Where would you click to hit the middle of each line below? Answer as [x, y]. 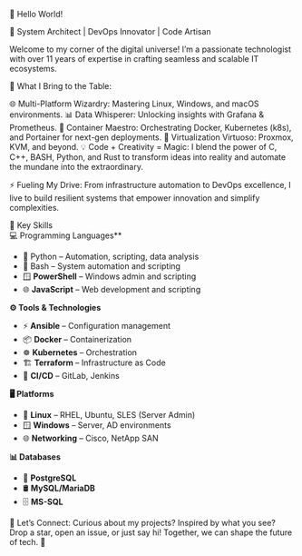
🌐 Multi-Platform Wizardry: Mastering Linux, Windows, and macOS [135, 104]
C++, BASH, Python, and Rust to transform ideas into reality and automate [148, 157]
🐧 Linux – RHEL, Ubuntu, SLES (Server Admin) [109, 415]
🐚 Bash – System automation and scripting [102, 266]
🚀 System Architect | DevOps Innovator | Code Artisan [110, 31]
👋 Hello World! [36, 14]
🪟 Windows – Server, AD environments [97, 425]
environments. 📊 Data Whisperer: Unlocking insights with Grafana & [137, 114]
